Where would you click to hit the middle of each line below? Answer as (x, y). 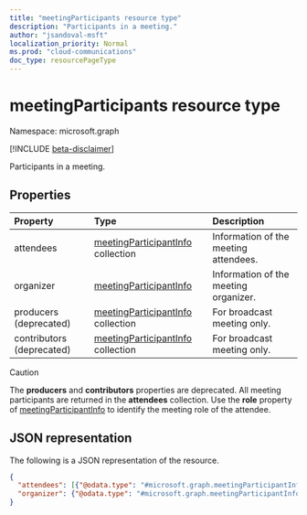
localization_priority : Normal (69, 43)
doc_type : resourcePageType (63, 60)
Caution (24, 372)
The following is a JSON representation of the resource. (114, 460)
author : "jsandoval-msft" (58, 35)
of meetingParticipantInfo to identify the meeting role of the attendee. (140, 409)
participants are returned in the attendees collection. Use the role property (151, 400)
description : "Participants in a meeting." (94, 27)
